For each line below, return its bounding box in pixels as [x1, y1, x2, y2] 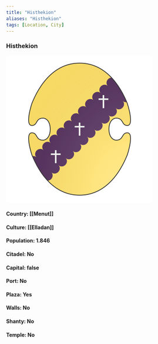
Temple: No [6, 331, 35, 338]
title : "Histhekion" [6, 9, 57, 15]
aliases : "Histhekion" [6, 15, 62, 22]
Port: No [6, 278, 27, 285]
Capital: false [6, 264, 39, 271]
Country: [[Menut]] [6, 210, 54, 217]
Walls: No [6, 304, 31, 311]
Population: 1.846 [6, 237, 51, 244]
